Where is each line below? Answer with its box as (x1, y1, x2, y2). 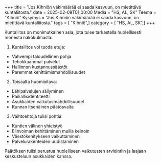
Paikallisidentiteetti (11, 93, 50, 99)
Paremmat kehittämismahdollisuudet (11, 69, 85, 75)
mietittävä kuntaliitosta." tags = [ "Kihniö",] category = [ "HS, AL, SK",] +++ (4, 20, 155, 26)
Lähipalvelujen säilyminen (11, 88, 64, 94)
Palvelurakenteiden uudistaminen (11, 138, 79, 144)
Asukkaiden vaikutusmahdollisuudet (11, 99, 85, 105)
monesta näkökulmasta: (4, 34, 53, 40)
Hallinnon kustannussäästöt (11, 64, 68, 70)
